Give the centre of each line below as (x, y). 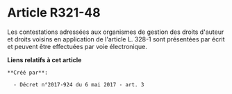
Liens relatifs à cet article (44, 59)
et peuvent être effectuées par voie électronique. (77, 46)
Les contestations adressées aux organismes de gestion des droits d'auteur (116, 32)
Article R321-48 (54, 13)
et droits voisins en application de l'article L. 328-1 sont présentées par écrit (116, 39)
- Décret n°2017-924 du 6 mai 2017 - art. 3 (79, 84)
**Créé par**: (28, 73)
